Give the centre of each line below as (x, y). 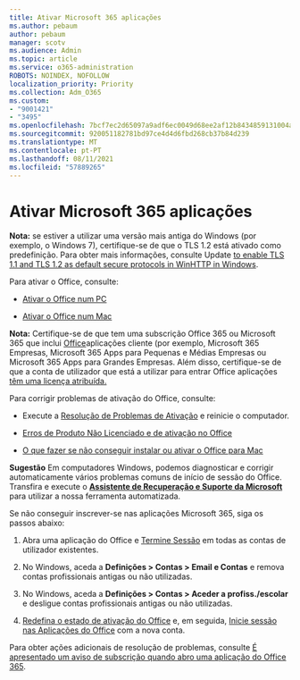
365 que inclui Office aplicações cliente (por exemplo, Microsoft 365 (134, 343)
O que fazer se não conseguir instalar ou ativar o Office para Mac (142, 450)
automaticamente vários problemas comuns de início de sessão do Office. (146, 477)
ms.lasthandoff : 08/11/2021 (62, 159)
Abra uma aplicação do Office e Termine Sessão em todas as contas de (154, 541)
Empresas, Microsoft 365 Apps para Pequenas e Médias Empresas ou (138, 353)
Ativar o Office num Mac (67, 316)
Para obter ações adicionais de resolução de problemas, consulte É (133, 648)
